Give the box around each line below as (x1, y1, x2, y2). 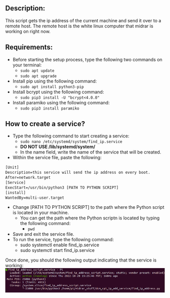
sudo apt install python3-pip (20, 84, 84, 89)
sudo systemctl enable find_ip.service (20, 242, 100, 248)
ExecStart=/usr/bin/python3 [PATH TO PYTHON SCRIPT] (5, 185, 119, 191)
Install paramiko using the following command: (12, 99, 110, 105)
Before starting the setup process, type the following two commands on (12, 56, 163, 62)
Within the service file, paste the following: (12, 155, 102, 161)
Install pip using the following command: (12, 78, 97, 84)
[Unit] (5, 165, 19, 170)
